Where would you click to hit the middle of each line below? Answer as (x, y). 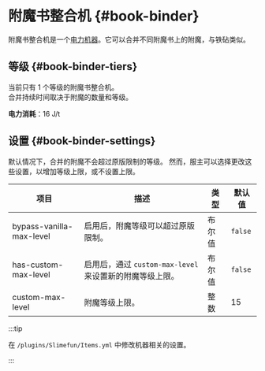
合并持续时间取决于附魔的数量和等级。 (70, 97)
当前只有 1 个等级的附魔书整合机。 (63, 87)
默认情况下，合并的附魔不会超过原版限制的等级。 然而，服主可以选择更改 (127, 161)
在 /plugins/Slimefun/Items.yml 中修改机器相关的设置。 (99, 344)
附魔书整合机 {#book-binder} (104, 16)
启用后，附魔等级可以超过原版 (140, 225)
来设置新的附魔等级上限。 (132, 276)
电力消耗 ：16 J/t (34, 113)
